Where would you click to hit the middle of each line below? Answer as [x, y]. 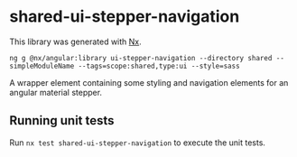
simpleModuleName [42, 66]
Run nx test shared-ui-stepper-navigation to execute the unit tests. [138, 143]
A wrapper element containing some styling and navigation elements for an [149, 82]
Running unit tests [62, 120]
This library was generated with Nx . [75, 42]
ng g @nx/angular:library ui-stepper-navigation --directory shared [141, 58]
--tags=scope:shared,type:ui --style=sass [159, 66]
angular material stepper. [56, 92]
